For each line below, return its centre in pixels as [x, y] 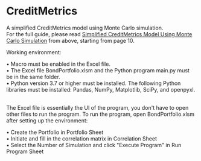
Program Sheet [25, 151]
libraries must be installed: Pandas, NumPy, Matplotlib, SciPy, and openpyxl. [101, 89]
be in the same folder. [33, 77]
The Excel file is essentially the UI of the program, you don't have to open [97, 107]
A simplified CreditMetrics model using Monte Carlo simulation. [85, 28]
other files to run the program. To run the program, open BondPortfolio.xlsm [101, 114]
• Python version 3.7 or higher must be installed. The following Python [94, 83]
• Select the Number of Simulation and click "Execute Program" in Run [94, 145]
